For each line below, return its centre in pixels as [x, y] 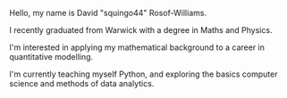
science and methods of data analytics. [82, 83]
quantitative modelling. [51, 57]
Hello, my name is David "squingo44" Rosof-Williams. [108, 13]
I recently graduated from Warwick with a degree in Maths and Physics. [141, 30]
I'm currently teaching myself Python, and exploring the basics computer [143, 74]
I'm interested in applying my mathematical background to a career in [137, 47]
